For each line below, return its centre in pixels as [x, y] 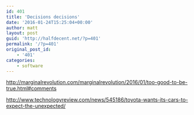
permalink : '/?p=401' [33, 44]
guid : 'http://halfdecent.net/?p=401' [53, 39]
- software [30, 66]
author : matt [22, 28]
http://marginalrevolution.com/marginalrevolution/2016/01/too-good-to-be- [97, 82]
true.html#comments [31, 89]
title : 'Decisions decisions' [43, 17]
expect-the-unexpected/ [36, 106]
